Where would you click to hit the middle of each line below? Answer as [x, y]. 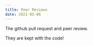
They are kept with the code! [35, 38]
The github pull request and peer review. [47, 28]
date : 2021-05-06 [23, 14]
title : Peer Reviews [27, 10]
